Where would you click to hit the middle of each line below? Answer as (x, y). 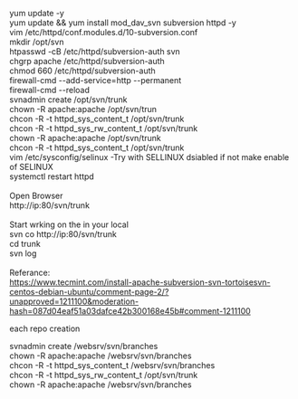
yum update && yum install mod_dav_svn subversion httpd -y (123, 23)
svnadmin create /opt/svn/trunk (68, 100)
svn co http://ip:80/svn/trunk (63, 234)
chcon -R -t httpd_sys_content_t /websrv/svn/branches (112, 365)
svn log (23, 253)
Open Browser (36, 195)
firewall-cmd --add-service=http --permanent (96, 80)
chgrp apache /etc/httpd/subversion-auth (87, 61)
